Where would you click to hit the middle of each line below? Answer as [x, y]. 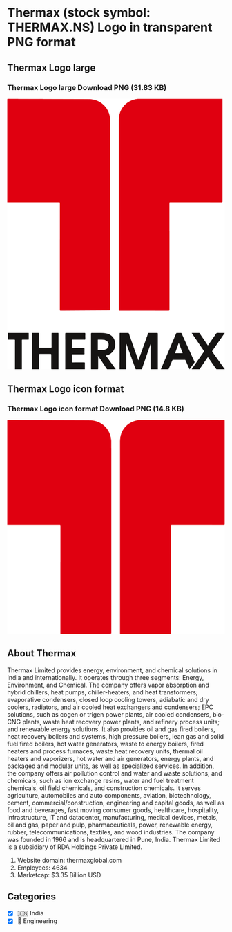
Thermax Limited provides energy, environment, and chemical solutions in [112, 670]
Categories [32, 896]
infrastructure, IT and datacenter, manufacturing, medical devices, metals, [113, 817]
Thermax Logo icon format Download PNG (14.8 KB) [96, 409]
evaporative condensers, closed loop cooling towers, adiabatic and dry [108, 699]
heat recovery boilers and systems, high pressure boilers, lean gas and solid [116, 736]
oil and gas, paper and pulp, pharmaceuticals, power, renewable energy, [110, 825]
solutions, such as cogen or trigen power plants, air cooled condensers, [109, 714]
